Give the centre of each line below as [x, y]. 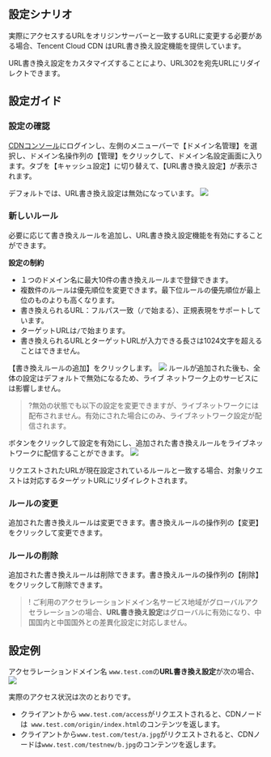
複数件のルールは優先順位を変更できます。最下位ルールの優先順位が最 [137, 289]
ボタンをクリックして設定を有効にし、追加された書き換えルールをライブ [129, 443]
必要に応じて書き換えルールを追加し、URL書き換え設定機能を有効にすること [136, 235]
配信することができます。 [86, 453]
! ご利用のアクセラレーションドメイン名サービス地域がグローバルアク [143, 602]
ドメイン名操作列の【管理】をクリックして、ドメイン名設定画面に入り [146, 156]
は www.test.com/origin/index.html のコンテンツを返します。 [122, 725]
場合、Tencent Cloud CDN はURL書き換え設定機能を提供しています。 [130, 45]
